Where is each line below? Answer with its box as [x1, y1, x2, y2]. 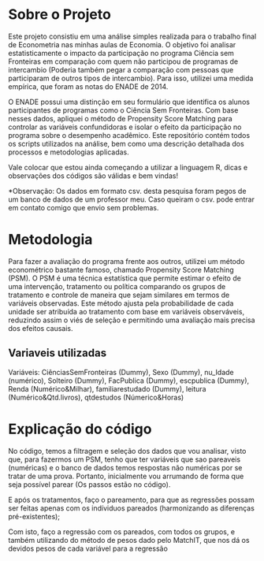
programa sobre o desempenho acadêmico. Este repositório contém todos [8, 130, 251, 139]
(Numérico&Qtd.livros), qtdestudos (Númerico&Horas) [8, 392, 184, 402]
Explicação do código [8, 420, 152, 438]
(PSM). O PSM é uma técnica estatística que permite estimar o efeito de [8, 273, 242, 283]
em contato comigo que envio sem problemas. [8, 202, 159, 212]
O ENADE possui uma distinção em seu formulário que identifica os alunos [8, 97, 251, 106]
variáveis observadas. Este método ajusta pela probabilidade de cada [8, 298, 234, 308]
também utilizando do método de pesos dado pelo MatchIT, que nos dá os [8, 535, 250, 544]
